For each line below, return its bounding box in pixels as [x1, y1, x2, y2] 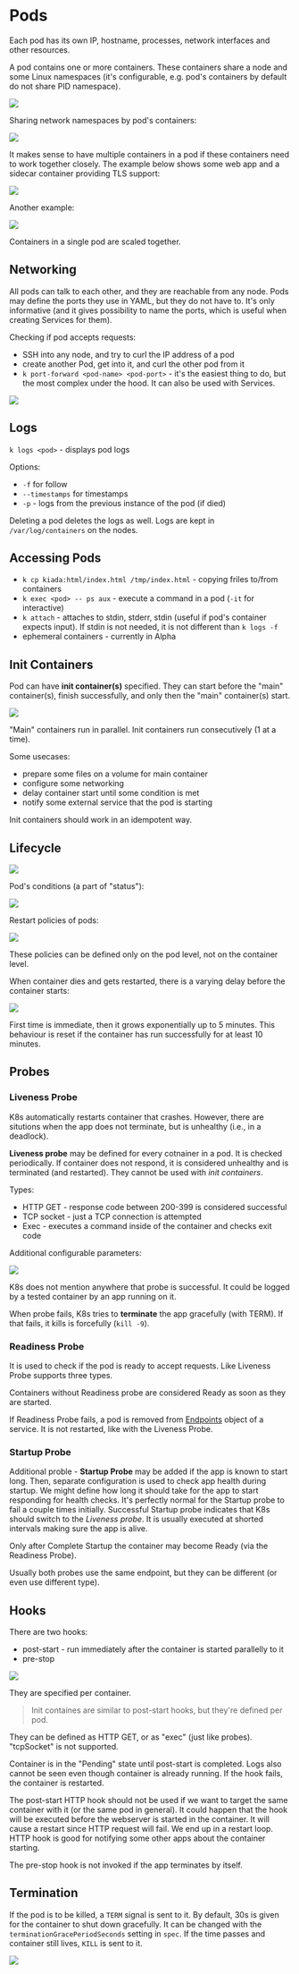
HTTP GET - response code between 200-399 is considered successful [21, 1201, 287, 1212]
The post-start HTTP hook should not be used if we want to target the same [9, 1795, 288, 1806]
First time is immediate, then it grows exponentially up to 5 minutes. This [9, 1020, 275, 1029]
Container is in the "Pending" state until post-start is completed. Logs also [9, 1758, 283, 1769]
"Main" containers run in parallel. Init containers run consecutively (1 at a [9, 724, 277, 735]
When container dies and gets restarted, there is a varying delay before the [9, 976, 286, 987]
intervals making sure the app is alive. [9, 1523, 148, 1534]
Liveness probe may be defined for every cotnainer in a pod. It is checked [9, 1148, 283, 1158]
